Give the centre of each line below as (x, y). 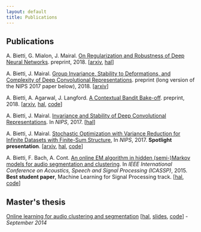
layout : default (26, 12)
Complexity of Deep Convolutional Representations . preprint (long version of (100, 80)
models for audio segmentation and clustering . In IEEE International (89, 164)
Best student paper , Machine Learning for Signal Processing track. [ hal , (95, 177)
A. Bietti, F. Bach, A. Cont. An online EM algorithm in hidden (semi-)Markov (98, 158)
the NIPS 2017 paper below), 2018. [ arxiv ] (57, 86)
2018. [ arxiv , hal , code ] (34, 104)
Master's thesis (36, 202)
